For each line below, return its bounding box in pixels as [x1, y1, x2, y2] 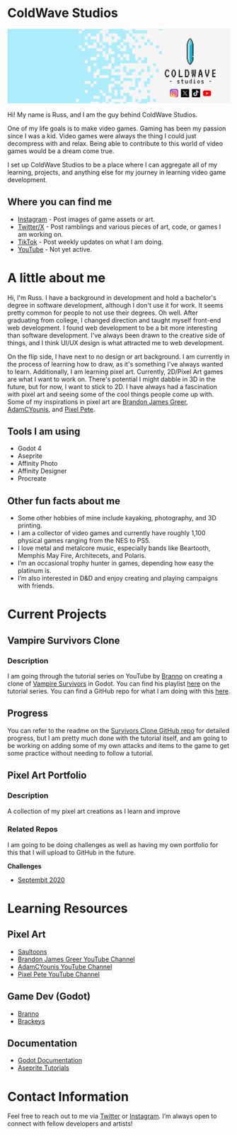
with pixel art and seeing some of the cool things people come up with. [7, 390, 214, 398]
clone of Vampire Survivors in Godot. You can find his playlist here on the [7, 679, 221, 688]
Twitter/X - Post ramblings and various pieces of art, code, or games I [17, 222, 221, 231]
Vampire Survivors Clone [7, 634, 120, 647]
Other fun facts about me [7, 495, 120, 507]
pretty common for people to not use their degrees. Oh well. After [7, 308, 198, 317]
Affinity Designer [17, 466, 67, 476]
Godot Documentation [17, 1056, 83, 1065]
